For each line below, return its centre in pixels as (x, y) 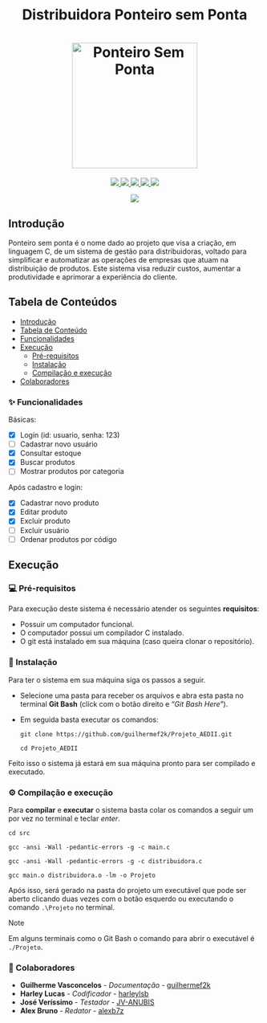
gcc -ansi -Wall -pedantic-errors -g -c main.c (89, 847)
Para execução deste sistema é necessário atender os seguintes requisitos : (134, 609)
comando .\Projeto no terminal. (61, 907)
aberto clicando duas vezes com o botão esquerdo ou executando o (121, 899)
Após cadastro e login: (45, 487)
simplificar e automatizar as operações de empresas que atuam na (118, 259)
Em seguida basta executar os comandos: (89, 719)
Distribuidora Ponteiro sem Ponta (135, 15)
